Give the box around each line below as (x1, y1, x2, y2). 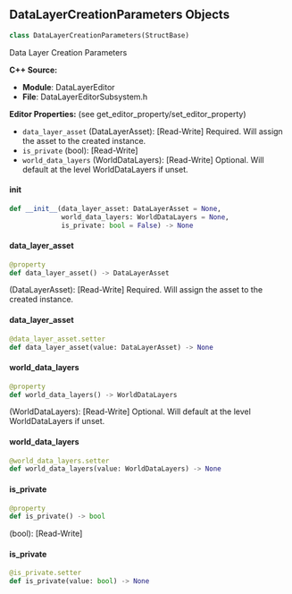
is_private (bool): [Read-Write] (21, 145, 138, 156)
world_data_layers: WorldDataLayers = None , (61, 212, 229, 222)
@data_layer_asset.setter (9, 335, 105, 344)
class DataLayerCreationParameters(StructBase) (9, 30, 190, 39)
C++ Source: (9, 64, 58, 75)
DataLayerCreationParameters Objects (9, 7, 230, 22)
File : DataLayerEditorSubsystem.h (21, 91, 148, 102)
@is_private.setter (9, 568, 82, 578)
